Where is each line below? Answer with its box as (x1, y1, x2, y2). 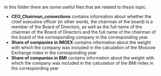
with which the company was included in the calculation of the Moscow (11, 45, 156, 50)
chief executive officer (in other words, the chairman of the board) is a (11, 19, 153, 24)
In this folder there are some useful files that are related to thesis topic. (4, 4, 147, 10)
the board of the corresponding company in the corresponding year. (11, 34, 149, 40)
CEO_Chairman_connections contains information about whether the (11, 14, 152, 19)
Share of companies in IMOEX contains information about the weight (11, 39, 151, 45)
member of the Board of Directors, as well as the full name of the (11, 24, 142, 30)
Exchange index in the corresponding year (11, 50, 97, 56)
